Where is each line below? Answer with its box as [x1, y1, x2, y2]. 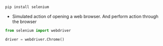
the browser [12, 19, 37, 24]
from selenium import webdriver [5, 28, 71, 33]
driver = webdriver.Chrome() [5, 37, 65, 42]
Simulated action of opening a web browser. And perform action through [12, 13, 159, 19]
